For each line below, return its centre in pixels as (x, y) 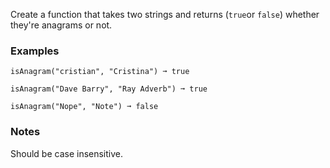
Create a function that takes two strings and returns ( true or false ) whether (165, 14)
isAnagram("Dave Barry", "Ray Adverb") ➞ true (109, 89)
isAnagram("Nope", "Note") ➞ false (84, 107)
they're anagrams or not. (61, 25)
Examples (35, 51)
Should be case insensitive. (67, 153)
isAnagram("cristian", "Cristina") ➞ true (100, 72)
